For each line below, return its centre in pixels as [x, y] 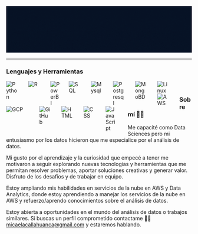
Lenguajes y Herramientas [45, 71]
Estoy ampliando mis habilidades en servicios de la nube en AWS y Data [94, 188]
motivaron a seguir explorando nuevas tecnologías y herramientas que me [96, 164]
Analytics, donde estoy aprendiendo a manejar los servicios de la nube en [96, 194]
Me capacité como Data [156, 127]
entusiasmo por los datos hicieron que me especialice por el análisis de [93, 140]
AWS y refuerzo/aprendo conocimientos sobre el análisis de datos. [87, 200]
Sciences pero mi [149, 134]
